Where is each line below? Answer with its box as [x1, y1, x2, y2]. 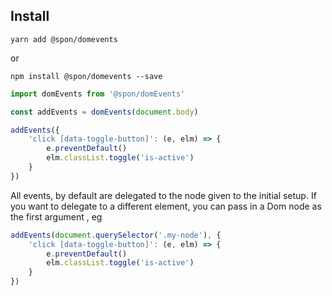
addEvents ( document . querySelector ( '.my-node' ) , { [10, 230, 222, 240]
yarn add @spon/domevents [10, 34, 118, 44]
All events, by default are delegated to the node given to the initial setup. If [10, 189, 317, 201]
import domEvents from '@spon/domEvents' [10, 89, 186, 99]
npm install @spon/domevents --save [10, 71, 163, 81]
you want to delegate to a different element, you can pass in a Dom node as [10, 200, 322, 212]
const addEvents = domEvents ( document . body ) [10, 107, 199, 117]
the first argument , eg [10, 210, 103, 223]
